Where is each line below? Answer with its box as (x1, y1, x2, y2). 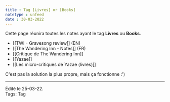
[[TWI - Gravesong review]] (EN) (12, 40, 81, 46)
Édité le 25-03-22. (5, 86, 44, 92)
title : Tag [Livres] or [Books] (5, 7, 76, 13)
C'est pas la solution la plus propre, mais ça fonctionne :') (5, 71, 125, 77)
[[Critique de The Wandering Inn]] (12, 51, 83, 57)
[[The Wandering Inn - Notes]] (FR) (12, 46, 86, 52)
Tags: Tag (5, 91, 26, 97)
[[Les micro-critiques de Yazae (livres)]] (12, 61, 96, 68)
